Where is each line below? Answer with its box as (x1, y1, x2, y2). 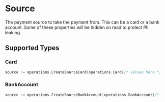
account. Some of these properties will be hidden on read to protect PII (5, 24, 149, 30)
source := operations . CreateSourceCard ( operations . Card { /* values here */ (5, 70, 162, 75)
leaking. (5, 29, 21, 35)
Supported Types (5, 44, 60, 52)
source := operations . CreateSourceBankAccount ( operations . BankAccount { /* (5, 92, 160, 97)
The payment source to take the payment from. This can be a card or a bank (5, 19, 160, 25)
